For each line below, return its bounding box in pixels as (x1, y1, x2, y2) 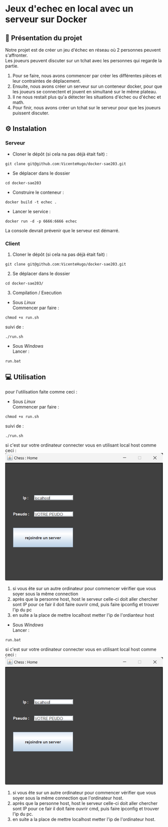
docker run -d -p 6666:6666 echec (5, 219, 77, 224)
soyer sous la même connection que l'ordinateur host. (12, 795, 123, 801)
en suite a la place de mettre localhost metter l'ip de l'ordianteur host (12, 612, 154, 618)
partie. (5, 63, 19, 69)
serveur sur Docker (5, 14, 87, 25)
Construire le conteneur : (12, 189, 64, 195)
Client (5, 240, 20, 247)
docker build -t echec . (5, 199, 57, 205)
